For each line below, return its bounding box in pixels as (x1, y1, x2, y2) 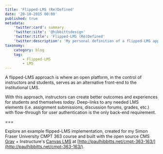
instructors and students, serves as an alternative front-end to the (5, 79, 137, 85)
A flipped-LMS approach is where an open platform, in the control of (5, 75, 142, 80)
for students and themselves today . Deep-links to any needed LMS (5, 99, 139, 105)
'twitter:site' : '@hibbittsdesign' (14, 30, 86, 34)
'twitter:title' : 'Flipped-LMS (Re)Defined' (14, 34, 105, 39)
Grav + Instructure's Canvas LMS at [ (5, 139, 79, 144)
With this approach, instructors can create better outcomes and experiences (5, 94, 158, 100)
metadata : (5, 20, 25, 26)
